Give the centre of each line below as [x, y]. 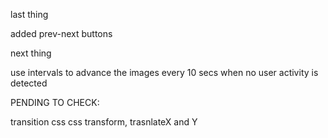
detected [29, 83]
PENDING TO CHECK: [55, 102]
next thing [31, 53]
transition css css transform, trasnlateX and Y [104, 122]
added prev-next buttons [61, 33]
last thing [29, 14]
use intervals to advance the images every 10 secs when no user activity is [164, 72]
